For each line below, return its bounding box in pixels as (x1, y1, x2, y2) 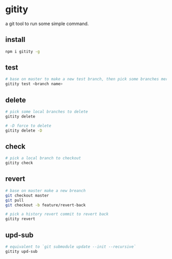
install (5, 35, 26, 44)
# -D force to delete (5, 123, 52, 128)
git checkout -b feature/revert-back (5, 202, 86, 208)
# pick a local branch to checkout (5, 156, 81, 161)
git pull (5, 198, 24, 203)
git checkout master (5, 193, 50, 198)
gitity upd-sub (5, 249, 38, 254)
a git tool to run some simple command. (5, 20, 89, 27)
